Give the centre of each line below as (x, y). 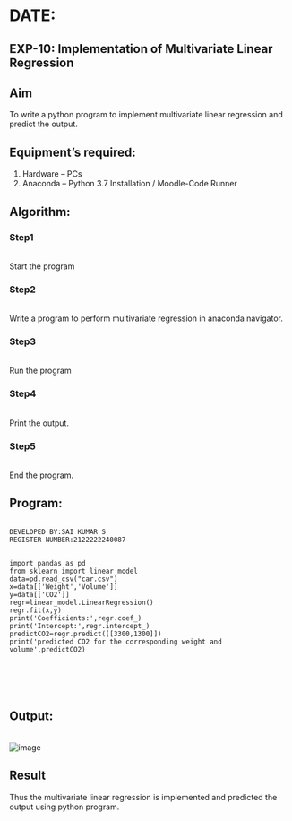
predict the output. (43, 124)
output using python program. (64, 807)
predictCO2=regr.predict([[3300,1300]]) (86, 634)
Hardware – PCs (52, 174)
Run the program (40, 371)
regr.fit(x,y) (36, 610)
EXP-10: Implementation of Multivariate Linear (141, 49)
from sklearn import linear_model (74, 571)
